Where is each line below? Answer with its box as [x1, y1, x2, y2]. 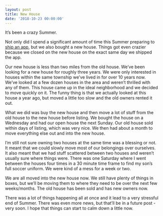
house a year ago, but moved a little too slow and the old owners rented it [5, 95, 152, 101]
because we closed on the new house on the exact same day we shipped [5, 49, 152, 55]
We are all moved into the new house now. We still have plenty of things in [5, 175, 154, 181]
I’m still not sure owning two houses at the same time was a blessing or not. [5, 140, 157, 146]
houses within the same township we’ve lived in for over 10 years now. [5, 74, 146, 80]
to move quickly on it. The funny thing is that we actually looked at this [5, 90, 146, 96]
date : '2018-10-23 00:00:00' [5, 16, 64, 21]
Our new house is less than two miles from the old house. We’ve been [5, 64, 145, 70]
